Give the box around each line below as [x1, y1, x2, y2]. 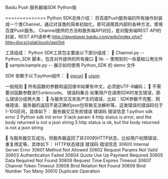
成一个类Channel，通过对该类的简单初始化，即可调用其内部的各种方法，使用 [5, 21, 163, 27]
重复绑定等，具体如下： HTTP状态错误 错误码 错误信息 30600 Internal [5, 141, 149, 147]
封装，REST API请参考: [5, 34, 53, 39]
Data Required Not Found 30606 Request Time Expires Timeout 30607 [5, 157, 151, 163]
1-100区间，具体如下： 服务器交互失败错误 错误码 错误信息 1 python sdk [5, 108, 153, 114]
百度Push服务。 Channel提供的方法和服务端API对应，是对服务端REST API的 [5, 27, 161, 33]
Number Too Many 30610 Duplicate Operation [5, 168, 100, 174]
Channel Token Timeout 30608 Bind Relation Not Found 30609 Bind [5, 163, 146, 168]
